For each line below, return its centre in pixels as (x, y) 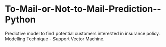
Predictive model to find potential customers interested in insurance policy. (82, 33)
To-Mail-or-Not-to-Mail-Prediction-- (83, 9)
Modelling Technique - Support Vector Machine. (55, 39)
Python (20, 20)
